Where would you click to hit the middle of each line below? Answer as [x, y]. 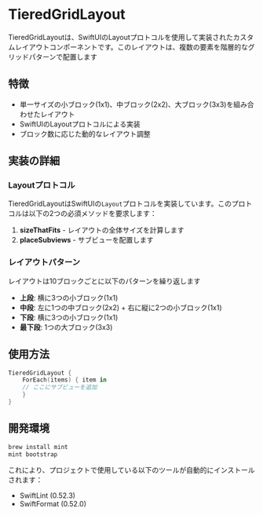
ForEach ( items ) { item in [65, 380]
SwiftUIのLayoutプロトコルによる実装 [80, 124]
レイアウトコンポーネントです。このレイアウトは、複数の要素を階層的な [131, 47]
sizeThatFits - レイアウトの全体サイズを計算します [102, 230]
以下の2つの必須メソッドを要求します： [93, 214]
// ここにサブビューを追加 [60, 387]
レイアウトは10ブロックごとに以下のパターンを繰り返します [104, 281]
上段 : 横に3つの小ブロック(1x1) [69, 298]
